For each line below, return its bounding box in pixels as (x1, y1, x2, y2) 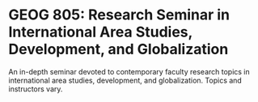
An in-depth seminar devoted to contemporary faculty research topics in (8, 66, 251, 76)
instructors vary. (8, 83, 63, 94)
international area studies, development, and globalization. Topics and (8, 75, 243, 85)
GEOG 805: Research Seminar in (8, 6, 231, 24)
